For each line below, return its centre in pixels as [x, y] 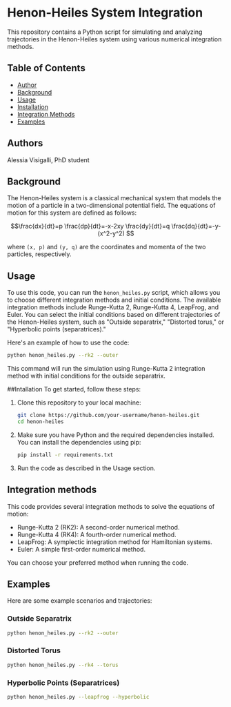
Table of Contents [47, 68]
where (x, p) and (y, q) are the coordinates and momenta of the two [107, 247]
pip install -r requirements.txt [65, 455]
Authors [25, 143]
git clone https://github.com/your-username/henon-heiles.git [108, 416]
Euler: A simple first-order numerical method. [81, 549]
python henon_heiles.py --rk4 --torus [63, 665]
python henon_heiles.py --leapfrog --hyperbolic [78, 697]
